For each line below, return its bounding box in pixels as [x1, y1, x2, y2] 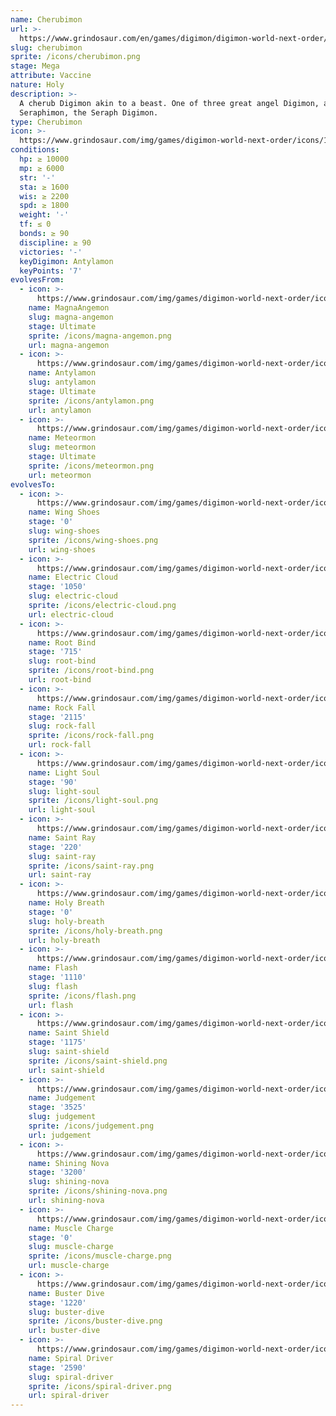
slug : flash [28, 981, 78, 991]
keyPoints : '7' [19, 266, 83, 276]
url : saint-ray [28, 870, 92, 880]
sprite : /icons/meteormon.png [28, 461, 155, 471]
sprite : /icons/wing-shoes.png [28, 535, 159, 545]
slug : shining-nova [28, 1177, 110, 1187]
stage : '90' [28, 777, 78, 787]
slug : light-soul [28, 786, 101, 796]
